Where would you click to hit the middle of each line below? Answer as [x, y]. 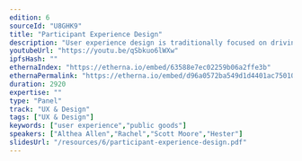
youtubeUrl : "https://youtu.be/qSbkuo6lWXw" [94, 51]
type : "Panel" [36, 101]
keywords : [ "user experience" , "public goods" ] [98, 126]
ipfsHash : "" [34, 59]
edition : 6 [30, 17]
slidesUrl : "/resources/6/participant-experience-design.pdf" [128, 142]
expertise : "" [36, 92]
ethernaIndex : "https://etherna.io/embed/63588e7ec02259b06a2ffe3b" [140, 68]
